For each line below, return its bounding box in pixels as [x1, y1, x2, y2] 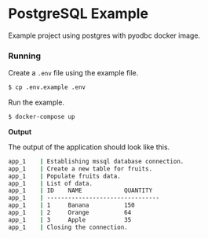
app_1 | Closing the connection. [8, 223, 128, 231]
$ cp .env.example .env [8, 83, 86, 91]
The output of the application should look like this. [8, 142, 170, 152]
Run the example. [8, 97, 65, 107]
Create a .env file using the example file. [8, 68, 139, 78]
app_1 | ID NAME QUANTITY [8, 186, 153, 195]
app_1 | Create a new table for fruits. [8, 164, 153, 173]
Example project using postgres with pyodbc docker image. [8, 31, 201, 40]
